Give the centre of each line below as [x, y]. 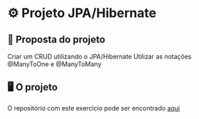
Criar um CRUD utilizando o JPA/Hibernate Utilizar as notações [99, 56]
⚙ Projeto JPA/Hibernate [82, 13]
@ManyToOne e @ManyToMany [54, 64]
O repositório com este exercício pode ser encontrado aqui [93, 108]
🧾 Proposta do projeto [56, 40]
